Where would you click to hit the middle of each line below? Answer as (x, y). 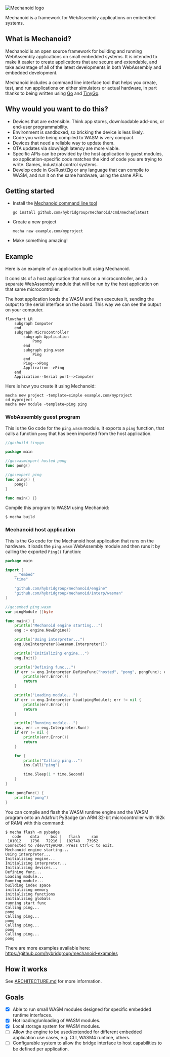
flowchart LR (19, 319)
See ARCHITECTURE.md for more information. (54, 981)
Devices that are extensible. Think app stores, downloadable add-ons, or (88, 121)
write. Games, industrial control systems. (55, 164)
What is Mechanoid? (38, 39)
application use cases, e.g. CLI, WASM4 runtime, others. (71, 1038)
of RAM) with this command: (35, 823)
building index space (28, 885)
